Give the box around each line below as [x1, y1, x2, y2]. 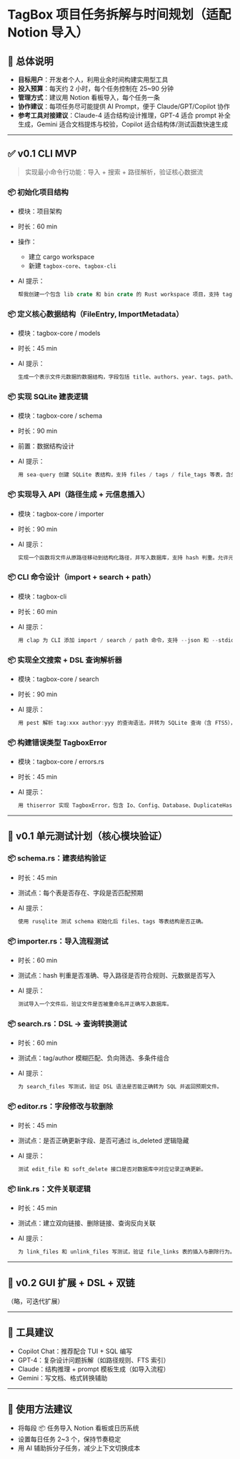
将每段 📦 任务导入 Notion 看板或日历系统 [17, 1423, 139, 1432]
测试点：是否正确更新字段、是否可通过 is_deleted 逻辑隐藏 [17, 1136, 189, 1145]
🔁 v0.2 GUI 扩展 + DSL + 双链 [7, 1276, 136, 1289]
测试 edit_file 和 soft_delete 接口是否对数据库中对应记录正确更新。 [17, 1165, 207, 1173]
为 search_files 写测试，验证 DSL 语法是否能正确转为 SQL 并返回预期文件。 [17, 1083, 223, 1091]
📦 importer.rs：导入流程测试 [7, 936, 109, 946]
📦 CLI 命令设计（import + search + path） [7, 572, 156, 582]
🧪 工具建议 [7, 1326, 54, 1339]
